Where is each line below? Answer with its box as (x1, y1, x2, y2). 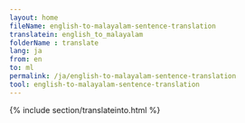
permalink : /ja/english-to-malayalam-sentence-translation (9, 72, 237, 81)
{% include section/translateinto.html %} (9, 104, 161, 115)
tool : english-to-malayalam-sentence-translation (9, 80, 201, 89)
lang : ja (9, 47, 42, 56)
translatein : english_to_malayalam (9, 30, 144, 39)
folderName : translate (9, 38, 99, 48)
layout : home (9, 13, 59, 22)
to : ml (9, 64, 34, 73)
